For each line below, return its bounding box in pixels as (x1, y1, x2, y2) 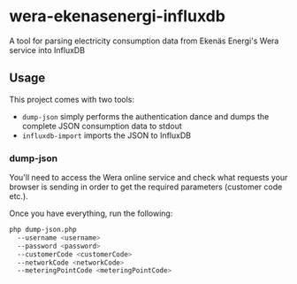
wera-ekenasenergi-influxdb (9, 6, 225, 27)
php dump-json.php (9, 226, 77, 234)
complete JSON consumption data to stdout (21, 120, 183, 131)
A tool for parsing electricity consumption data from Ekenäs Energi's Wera (9, 35, 279, 46)
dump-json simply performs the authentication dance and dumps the (21, 111, 270, 121)
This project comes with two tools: (9, 94, 135, 104)
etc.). (9, 191, 28, 202)
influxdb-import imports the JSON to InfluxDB (21, 130, 192, 141)
